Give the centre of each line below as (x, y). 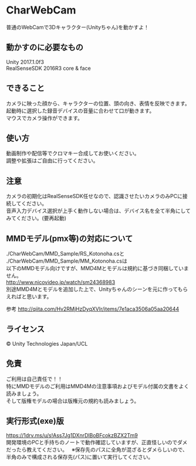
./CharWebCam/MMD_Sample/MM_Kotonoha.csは (67, 261)
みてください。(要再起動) (36, 218)
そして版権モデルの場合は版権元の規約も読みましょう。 (73, 401)
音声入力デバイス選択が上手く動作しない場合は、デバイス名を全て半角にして (98, 211)
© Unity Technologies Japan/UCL (47, 343)
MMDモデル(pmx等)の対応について (70, 238)
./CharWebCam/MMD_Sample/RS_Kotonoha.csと (65, 254)
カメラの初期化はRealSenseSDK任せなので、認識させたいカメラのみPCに (94, 196)
